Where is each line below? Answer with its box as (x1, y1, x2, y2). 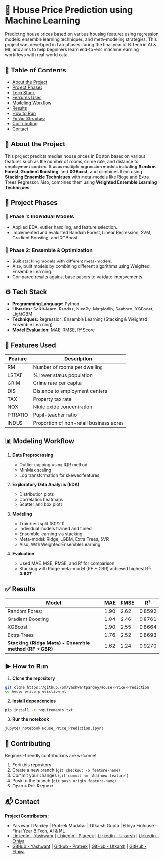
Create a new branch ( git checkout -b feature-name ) (12, 767, 120, 773)
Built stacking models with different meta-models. (12, 258, 113, 264)
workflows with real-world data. (5, 51, 69, 58)
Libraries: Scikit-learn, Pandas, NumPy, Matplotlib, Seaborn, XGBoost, (12, 306, 154, 312)
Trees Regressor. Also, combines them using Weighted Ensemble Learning (5, 179, 157, 185)
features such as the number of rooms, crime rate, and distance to (5, 158, 139, 164)
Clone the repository (12, 675, 55, 681)
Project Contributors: (5, 813, 49, 819)
